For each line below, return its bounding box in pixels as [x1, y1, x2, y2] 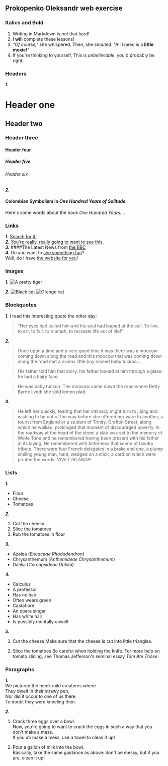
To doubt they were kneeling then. [5, 699, 76, 705]
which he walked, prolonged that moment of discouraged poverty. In [17, 424, 160, 430]
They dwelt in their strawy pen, [5, 688, 69, 694]
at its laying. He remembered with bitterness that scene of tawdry [17, 440, 154, 446]
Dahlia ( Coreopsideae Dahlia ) [12, 562, 74, 568]
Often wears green [12, 597, 52, 604]
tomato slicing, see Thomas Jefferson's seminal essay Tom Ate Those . [12, 653, 159, 660]
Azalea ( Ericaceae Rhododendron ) [12, 551, 85, 557]
